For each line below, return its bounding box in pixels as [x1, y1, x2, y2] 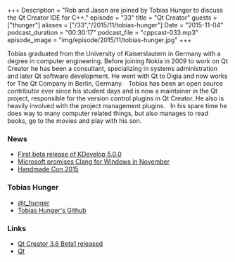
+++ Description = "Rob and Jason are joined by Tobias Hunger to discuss [7, 6, 224, 14]
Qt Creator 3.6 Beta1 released [17, 239, 103, 248]
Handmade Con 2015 [17, 165, 79, 173]
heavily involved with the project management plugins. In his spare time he [7, 102, 227, 110]
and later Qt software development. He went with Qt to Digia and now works [7, 72, 228, 80]
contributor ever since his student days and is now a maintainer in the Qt [7, 87, 218, 95]
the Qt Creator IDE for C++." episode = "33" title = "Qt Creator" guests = [7, 13, 217, 22]
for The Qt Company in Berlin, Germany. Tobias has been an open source [7, 79, 223, 87]
